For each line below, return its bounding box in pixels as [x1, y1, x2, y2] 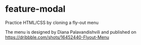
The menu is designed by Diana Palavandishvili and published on [5, 29, 137, 35]
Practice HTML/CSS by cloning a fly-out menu [5, 20, 99, 25]
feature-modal [5, 3, 66, 15]
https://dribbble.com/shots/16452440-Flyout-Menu [5, 34, 110, 40]
